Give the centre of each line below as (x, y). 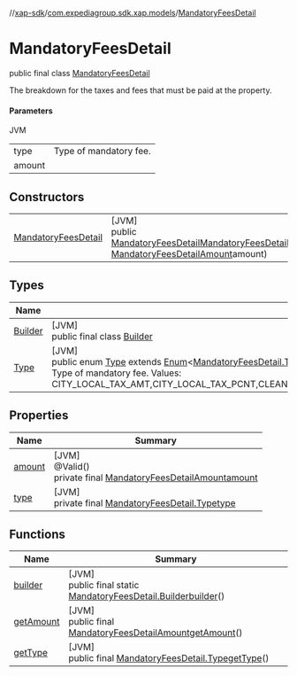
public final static (104, 586)
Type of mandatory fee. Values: (117, 373)
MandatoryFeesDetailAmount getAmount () (156, 633)
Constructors (47, 197)
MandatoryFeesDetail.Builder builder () (147, 596)
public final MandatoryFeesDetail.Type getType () (169, 658)
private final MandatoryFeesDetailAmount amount (156, 478)
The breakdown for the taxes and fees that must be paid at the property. (141, 90)
